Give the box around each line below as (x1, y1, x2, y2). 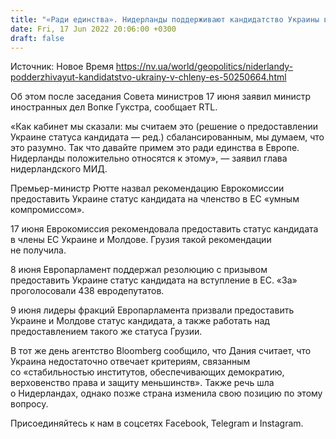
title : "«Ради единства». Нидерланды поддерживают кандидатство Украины (10, 14, 320, 25)
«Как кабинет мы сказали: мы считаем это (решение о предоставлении (10, 121, 319, 133)
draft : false (10, 33, 65, 43)
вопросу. (10, 398, 49, 410)
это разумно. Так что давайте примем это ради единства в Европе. (10, 142, 300, 154)
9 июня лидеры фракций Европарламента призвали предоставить (10, 304, 295, 316)
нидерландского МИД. (10, 163, 108, 175)
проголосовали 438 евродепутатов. (10, 285, 165, 297)
